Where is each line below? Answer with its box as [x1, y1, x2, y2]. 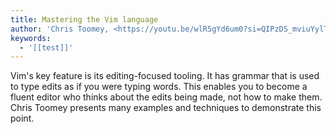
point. [10, 112, 35, 125]
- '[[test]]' [19, 42, 74, 53]
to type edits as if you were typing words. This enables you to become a [10, 81, 308, 93]
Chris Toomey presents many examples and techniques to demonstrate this [10, 102, 322, 114]
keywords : [10, 33, 52, 43]
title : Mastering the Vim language [10, 14, 159, 25]
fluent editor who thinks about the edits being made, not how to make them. [10, 91, 323, 103]
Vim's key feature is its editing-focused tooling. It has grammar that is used [10, 70, 320, 82]
